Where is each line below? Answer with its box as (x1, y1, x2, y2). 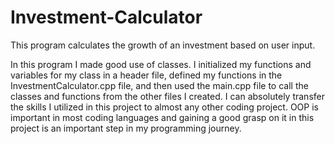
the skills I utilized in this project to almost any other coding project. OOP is (10, 101, 319, 113)
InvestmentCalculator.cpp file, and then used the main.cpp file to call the (10, 79, 309, 91)
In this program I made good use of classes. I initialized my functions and (10, 58, 312, 70)
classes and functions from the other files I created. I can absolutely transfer (10, 90, 325, 102)
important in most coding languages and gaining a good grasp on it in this (10, 111, 315, 123)
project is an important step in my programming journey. (10, 122, 242, 134)
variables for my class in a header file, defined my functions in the (10, 69, 283, 81)
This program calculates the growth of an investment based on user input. (10, 39, 316, 51)
